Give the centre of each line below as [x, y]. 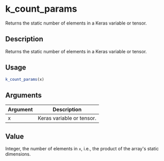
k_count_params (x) [25, 79]
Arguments [24, 95]
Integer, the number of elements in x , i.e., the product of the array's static [82, 149]
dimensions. [18, 154]
